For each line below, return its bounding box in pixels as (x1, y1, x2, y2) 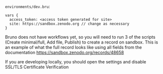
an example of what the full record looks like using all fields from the (5, 44, 142, 50)
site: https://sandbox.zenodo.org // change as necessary (9, 21, 130, 26)
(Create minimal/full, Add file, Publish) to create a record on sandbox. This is (5, 39, 158, 45)
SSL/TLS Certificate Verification (5, 64, 69, 70)
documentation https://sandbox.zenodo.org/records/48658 (5, 50, 124, 55)
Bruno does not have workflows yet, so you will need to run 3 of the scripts (5, 34, 156, 40)
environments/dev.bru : (5, 4, 50, 9)
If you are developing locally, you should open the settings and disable (5, 59, 146, 64)
